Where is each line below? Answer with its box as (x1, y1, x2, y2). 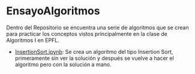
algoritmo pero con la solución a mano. (14, 61, 112, 68)
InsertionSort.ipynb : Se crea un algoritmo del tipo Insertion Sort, (14, 48, 173, 55)
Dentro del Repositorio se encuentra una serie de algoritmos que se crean (6, 24, 189, 31)
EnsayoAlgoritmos (6, 4, 100, 18)
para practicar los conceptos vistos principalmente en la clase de (6, 30, 168, 37)
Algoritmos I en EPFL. (6, 36, 60, 44)
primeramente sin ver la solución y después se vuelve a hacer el (14, 54, 174, 61)
